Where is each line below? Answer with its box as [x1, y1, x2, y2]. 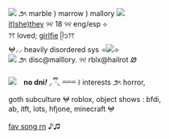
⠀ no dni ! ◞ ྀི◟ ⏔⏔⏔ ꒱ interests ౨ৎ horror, [16, 77, 146, 87]
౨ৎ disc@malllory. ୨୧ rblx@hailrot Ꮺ [18, 55, 137, 64]
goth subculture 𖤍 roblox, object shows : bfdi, [8, 95, 162, 104]
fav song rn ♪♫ [8, 121, 61, 131]
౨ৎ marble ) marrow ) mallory [18, 9, 115, 18]
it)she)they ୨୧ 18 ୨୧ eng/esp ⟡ [8, 19, 108, 28]
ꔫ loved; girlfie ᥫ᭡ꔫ [8, 31, 75, 40]
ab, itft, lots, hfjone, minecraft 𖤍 [8, 104, 115, 113]
